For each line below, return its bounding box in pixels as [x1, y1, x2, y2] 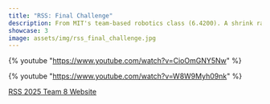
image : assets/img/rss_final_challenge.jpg [8, 34, 157, 42]
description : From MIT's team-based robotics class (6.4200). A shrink [8, 19, 253, 27]
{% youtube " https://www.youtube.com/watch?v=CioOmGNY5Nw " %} [8, 56, 243, 66]
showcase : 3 [8, 26, 48, 34]
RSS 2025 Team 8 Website [8, 87, 97, 97]
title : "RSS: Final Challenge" [8, 11, 113, 20]
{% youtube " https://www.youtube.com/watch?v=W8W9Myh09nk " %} [8, 71, 243, 81]
